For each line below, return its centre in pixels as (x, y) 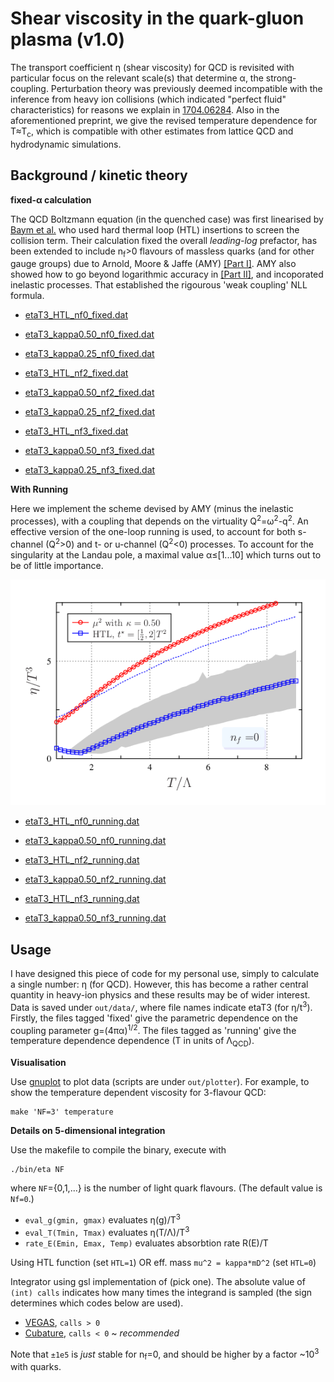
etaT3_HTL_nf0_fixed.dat (76, 315)
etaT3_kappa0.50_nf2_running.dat (95, 879)
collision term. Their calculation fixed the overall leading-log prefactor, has (164, 240)
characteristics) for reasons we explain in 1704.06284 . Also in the (145, 109)
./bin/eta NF (37, 1170)
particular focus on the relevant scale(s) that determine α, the (137, 78)
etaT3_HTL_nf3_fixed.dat (76, 431)
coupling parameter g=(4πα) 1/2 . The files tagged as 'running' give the (153, 1029)
